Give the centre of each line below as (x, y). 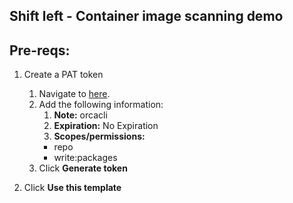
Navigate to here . (74, 94)
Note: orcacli (80, 115)
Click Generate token (83, 168)
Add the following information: (101, 105)
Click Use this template (72, 188)
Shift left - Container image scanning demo (146, 16)
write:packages (85, 158)
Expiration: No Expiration (106, 126)
